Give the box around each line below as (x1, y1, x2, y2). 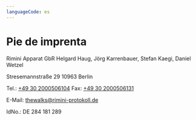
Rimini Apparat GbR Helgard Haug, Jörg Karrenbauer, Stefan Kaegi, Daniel (6, 55, 191, 62)
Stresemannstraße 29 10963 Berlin (6, 73, 93, 80)
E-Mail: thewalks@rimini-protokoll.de (6, 96, 99, 103)
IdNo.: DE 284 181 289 (6, 108, 62, 115)
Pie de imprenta (6, 34, 87, 48)
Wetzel (6, 61, 24, 68)
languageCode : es (6, 8, 50, 15)
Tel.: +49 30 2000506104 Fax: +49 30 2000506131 (6, 84, 134, 92)
